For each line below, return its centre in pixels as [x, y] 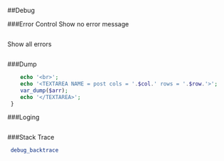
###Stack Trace [31, 137]
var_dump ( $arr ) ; [44, 90]
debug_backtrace [34, 150]
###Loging [23, 118]
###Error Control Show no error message [68, 24]
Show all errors [30, 44]
